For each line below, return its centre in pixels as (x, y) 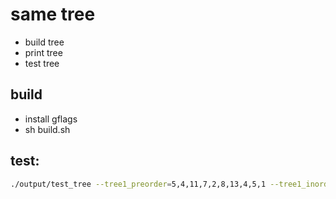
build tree (44, 42)
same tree (53, 14)
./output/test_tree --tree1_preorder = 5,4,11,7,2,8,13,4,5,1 (138, 184)
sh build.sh (47, 129)
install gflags (51, 119)
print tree (43, 52)
